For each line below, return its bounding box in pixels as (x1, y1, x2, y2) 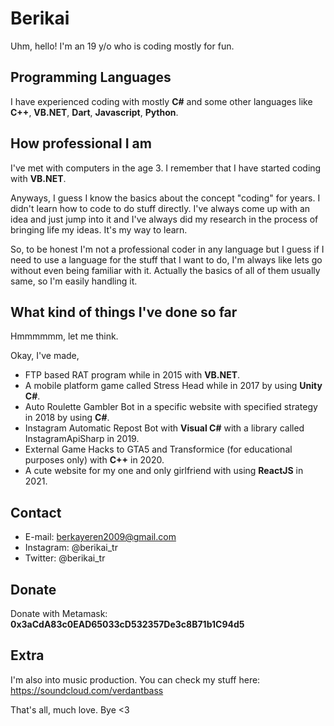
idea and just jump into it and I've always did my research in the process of (10, 213, 319, 225)
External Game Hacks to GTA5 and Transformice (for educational (24, 443, 293, 456)
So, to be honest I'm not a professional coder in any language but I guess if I (10, 243, 325, 255)
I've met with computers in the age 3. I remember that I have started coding (10, 162, 322, 174)
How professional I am (10, 135, 152, 152)
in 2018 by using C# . (24, 412, 110, 424)
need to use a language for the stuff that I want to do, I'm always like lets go (10, 253, 323, 266)
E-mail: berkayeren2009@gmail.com (24, 531, 177, 543)
